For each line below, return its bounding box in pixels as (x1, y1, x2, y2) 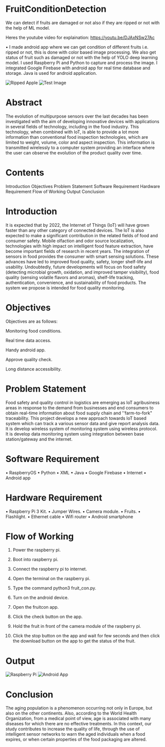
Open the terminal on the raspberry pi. (12, 576, 90, 582)
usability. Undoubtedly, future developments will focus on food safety (5, 264, 146, 270)
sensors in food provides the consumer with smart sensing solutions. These (5, 253, 159, 259)
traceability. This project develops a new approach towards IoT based (5, 415, 147, 421)
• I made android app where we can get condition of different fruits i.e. (5, 44, 149, 50)
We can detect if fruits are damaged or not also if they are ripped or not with (5, 20, 160, 26)
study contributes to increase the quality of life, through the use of (5, 726, 140, 732)
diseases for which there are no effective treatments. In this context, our (5, 721, 152, 727)
